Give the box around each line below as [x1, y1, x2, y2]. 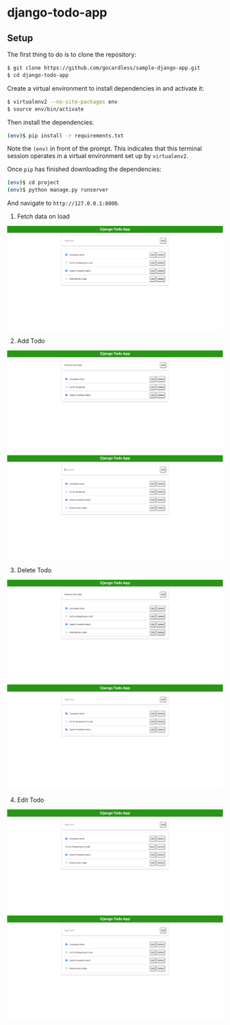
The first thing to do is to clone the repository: [7, 50, 137, 58]
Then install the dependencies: [7, 118, 94, 126]
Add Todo [16, 337, 45, 345]
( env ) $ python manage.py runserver [7, 187, 109, 194]
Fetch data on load [16, 212, 71, 221]
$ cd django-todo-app [7, 71, 69, 78]
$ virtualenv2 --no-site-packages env [7, 98, 118, 105]
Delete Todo [16, 565, 52, 574]
